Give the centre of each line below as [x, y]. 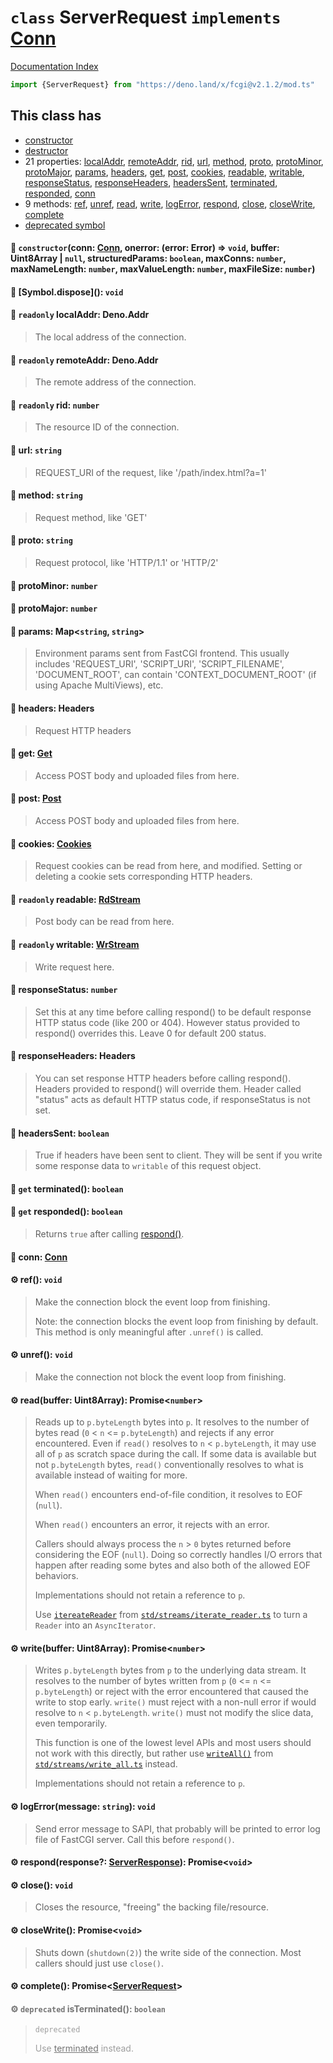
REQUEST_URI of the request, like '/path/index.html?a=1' [150, 472]
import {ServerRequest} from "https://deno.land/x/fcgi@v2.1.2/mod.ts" [162, 84]
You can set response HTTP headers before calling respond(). [163, 1078]
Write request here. [74, 967]
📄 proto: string [41, 540]
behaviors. [56, 1576]
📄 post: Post [36, 798]
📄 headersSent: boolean [60, 1133]
